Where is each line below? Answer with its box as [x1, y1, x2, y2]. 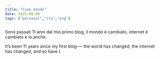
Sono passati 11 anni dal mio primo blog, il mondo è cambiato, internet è [5, 29, 148, 35]
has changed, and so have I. [5, 48, 62, 54]
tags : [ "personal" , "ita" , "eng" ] [5, 16, 70, 21]
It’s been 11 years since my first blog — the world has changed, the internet [5, 44, 155, 49]
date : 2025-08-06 [5, 12, 40, 16]
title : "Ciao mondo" [5, 7, 47, 12]
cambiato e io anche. [5, 34, 47, 40]
